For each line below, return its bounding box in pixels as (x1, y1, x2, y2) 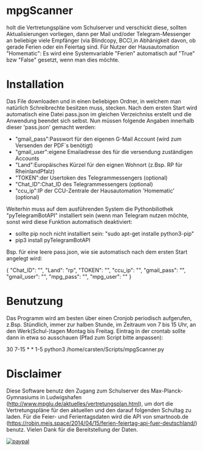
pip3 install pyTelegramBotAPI (15, 236, 91, 243)
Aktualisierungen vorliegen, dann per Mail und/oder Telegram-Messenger (6, 30, 191, 37)
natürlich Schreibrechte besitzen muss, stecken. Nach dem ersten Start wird (6, 104, 198, 111)
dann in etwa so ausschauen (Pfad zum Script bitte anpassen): (6, 334, 163, 341)
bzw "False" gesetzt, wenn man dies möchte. (6, 56, 120, 63)
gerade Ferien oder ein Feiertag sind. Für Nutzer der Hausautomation (6, 43, 179, 51)
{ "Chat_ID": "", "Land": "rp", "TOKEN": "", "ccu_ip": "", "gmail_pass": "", (6, 266, 186, 274)
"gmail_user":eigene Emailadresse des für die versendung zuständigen (15, 148, 193, 155)
